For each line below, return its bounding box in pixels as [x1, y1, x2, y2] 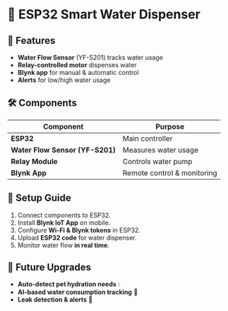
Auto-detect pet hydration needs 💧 [17, 280, 121, 288]
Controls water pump [122, 156, 193, 166]
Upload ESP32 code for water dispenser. [17, 233, 137, 242]
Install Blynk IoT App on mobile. [17, 218, 111, 227]
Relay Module [11, 156, 58, 166]
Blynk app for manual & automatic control [17, 69, 139, 76]
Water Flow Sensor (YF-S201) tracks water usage [17, 53, 164, 61]
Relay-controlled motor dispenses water [17, 61, 137, 69]
